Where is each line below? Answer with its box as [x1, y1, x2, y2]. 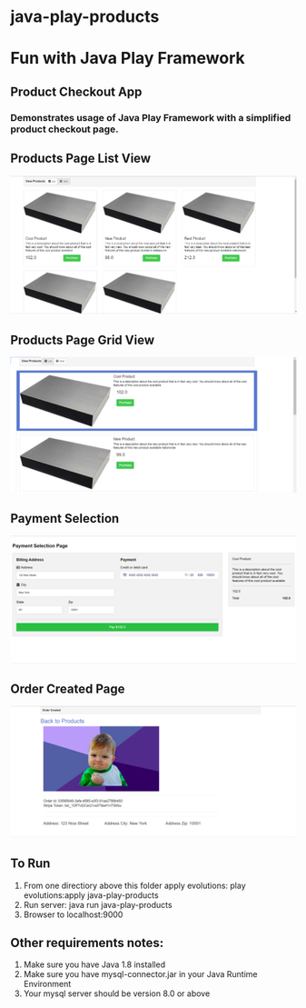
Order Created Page [10, 681, 125, 696]
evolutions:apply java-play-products [23, 889, 159, 901]
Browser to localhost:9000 [23, 909, 123, 920]
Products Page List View [10, 151, 152, 166]
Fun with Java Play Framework [10, 48, 245, 69]
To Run [10, 856, 51, 872]
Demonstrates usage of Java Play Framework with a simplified [10, 111, 291, 124]
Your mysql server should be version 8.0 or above [23, 988, 211, 999]
